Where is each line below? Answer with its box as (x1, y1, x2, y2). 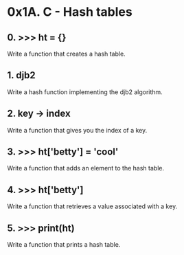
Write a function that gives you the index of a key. (7, 126, 148, 134)
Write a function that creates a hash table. (7, 49, 126, 58)
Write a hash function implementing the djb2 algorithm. (7, 87, 163, 96)
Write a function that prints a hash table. (7, 241, 121, 249)
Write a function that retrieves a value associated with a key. (7, 202, 178, 210)
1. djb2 (7, 69, 36, 81)
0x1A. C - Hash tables (7, 4, 133, 20)
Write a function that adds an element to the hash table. (7, 164, 165, 173)
